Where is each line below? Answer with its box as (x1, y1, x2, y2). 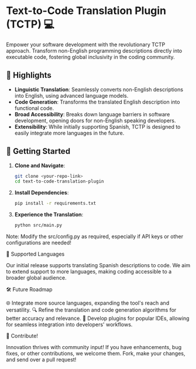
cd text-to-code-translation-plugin (14, 178, 104, 185)
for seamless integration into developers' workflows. (6, 321, 133, 328)
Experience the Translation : (14, 211, 84, 218)
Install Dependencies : (14, 189, 69, 196)
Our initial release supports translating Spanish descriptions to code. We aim (6, 262, 191, 269)
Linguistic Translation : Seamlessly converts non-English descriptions (14, 86, 183, 93)
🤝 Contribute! (6, 332, 38, 340)
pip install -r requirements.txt (14, 201, 97, 206)
